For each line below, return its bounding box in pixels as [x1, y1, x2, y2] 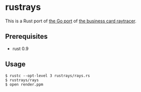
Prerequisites [5, 32, 48, 41]
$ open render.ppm [5, 82, 43, 87]
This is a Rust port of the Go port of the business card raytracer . [5, 18, 137, 24]
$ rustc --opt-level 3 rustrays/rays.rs [5, 73, 91, 78]
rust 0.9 [12, 45, 29, 51]
